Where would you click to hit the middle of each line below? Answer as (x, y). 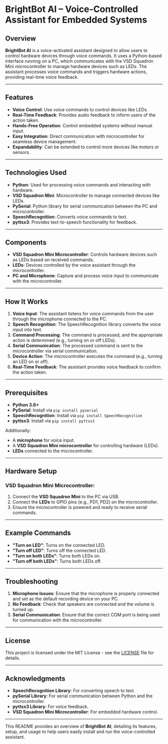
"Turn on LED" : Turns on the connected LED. (59, 545)
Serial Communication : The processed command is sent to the (77, 346)
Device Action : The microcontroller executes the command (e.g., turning (87, 356)
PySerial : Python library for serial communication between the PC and (85, 206)
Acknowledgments (35, 679)
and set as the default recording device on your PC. (65, 599)
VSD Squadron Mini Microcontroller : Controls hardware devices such (85, 255)
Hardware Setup (31, 472)
